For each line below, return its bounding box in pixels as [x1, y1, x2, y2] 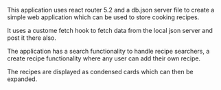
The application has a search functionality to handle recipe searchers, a [7, 47, 210, 55]
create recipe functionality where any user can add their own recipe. [7, 54, 201, 63]
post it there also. [7, 34, 57, 42]
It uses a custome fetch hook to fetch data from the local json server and [7, 27, 213, 34]
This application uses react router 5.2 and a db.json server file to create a [7, 6, 215, 14]
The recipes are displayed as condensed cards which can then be [7, 68, 194, 76]
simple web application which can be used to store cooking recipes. [7, 13, 200, 21]
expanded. [7, 75, 38, 83]
